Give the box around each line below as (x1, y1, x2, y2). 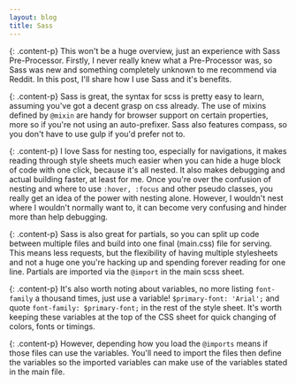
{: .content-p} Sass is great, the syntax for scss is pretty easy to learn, (9, 90, 265, 102)
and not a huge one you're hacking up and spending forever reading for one (9, 257, 286, 267)
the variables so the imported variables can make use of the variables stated (9, 357, 288, 367)
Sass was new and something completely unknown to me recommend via (9, 64, 277, 75)
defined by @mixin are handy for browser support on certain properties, (9, 110, 269, 120)
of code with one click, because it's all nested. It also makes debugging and (9, 165, 285, 175)
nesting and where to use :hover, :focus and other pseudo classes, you (9, 183, 274, 194)
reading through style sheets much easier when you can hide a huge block (9, 155, 281, 165)
